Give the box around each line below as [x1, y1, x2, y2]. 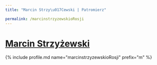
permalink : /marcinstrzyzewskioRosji [5, 16, 84, 21]
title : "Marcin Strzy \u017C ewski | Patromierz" [5, 7, 107, 12]
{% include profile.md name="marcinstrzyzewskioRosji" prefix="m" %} [5, 54, 152, 60]
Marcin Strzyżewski [5, 38, 90, 49]
